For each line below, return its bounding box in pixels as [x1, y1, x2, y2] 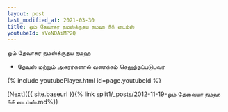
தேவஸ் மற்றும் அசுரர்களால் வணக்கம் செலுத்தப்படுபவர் [17, 63, 165, 71]
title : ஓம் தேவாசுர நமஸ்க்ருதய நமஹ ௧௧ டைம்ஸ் [7, 23, 135, 30]
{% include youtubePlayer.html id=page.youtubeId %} [7, 77, 162, 85]
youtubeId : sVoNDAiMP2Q [7, 29, 76, 37]
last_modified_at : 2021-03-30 [7, 17, 95, 24]
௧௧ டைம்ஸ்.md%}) [7, 98, 58, 106]
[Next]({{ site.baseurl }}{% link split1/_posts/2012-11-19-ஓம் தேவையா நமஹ [7, 90, 221, 98]
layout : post [7, 10, 45, 17]
